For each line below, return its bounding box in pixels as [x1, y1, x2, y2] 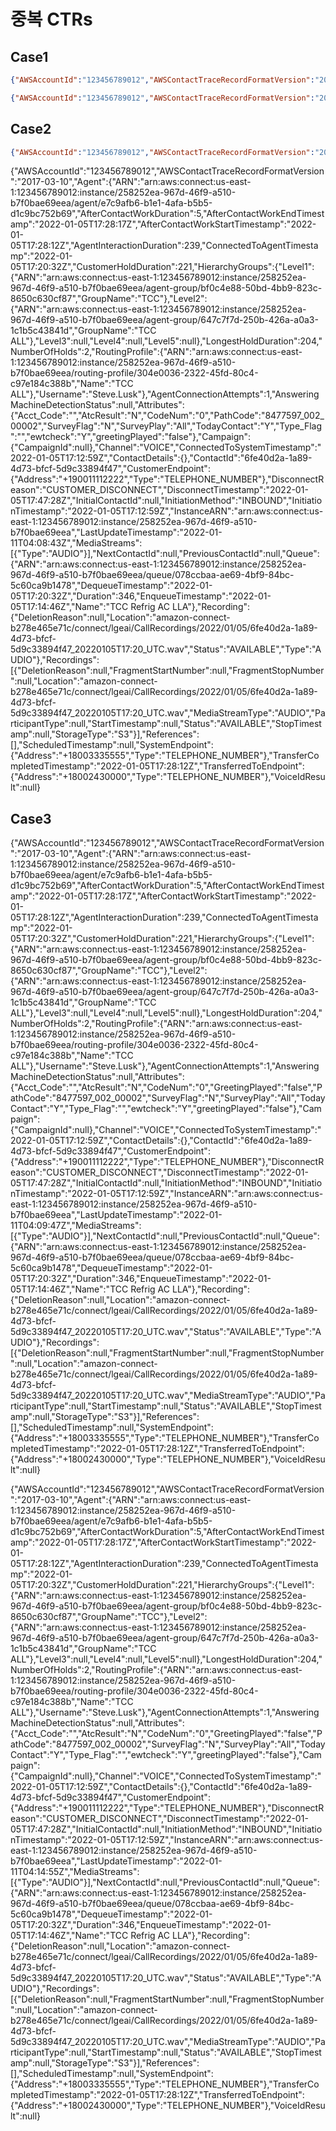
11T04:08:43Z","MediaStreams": [10, 537, 143, 549]
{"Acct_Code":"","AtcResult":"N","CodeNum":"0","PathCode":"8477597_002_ [10, 410, 325, 422]
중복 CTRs [10, 8, 93, 31]
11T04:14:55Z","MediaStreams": [10, 1866, 140, 1878]
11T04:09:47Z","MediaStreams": [10, 1220, 142, 1232]
